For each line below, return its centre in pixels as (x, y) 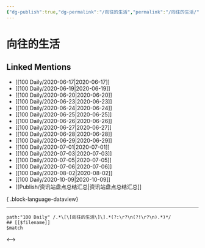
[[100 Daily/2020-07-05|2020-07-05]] (63, 160)
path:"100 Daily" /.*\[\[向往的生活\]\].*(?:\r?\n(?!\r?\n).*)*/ (89, 217)
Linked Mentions (39, 67)
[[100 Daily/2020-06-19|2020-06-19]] (63, 88)
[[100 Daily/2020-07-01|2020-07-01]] (62, 147)
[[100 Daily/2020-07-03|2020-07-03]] (63, 153)
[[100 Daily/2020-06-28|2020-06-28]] (63, 134)
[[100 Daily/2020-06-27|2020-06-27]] (63, 127)
